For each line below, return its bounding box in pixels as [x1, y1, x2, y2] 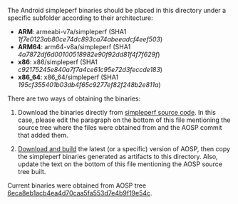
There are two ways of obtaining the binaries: [7, 94, 141, 103]
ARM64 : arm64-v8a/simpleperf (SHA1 [17, 43, 131, 51]
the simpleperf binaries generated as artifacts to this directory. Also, [17, 153, 219, 160]
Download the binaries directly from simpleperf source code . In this [17, 108, 216, 116]
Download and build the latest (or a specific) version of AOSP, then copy [17, 145, 230, 153]
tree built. [17, 168, 46, 175]
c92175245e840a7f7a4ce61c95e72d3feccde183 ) [17, 66, 162, 73]
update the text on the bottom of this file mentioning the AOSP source [17, 160, 223, 168]
